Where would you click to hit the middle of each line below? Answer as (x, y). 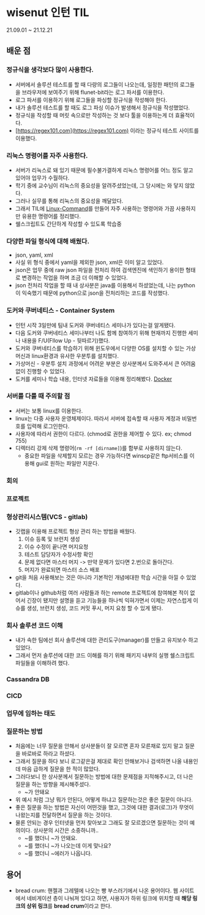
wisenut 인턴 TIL (48, 13)
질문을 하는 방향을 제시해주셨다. (53, 784)
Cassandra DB (28, 679)
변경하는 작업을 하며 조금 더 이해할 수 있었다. (75, 278)
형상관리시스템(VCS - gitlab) (47, 516)
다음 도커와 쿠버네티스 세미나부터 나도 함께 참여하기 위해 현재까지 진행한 (101, 333)
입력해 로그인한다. (48, 426)
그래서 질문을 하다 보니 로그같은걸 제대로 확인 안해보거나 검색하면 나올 (99, 761)
